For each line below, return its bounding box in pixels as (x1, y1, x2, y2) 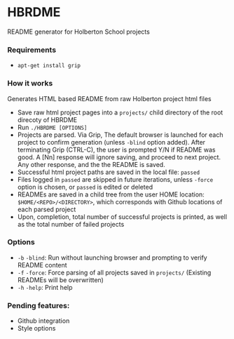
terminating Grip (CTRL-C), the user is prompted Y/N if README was (17, 145, 216, 154)
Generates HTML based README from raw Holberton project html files (7, 94, 212, 102)
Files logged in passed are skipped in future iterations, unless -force (17, 175, 214, 183)
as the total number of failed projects (17, 220, 125, 228)
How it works (7, 79, 53, 88)
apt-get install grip (17, 62, 81, 69)
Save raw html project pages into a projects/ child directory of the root (17, 108, 223, 117)
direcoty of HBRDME (17, 115, 78, 124)
